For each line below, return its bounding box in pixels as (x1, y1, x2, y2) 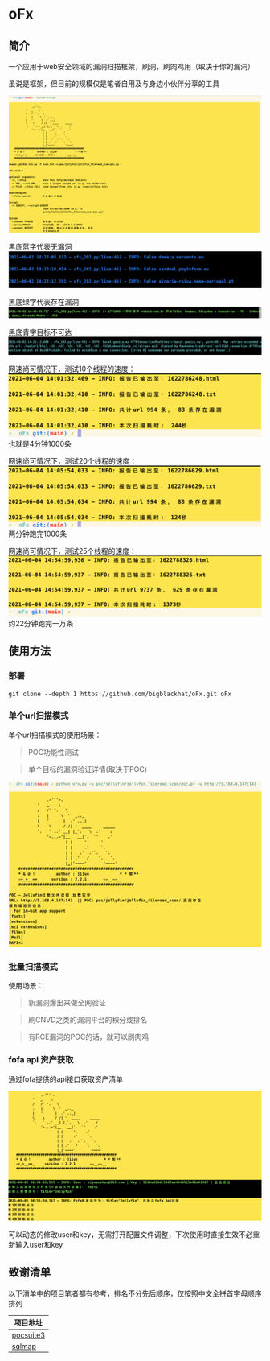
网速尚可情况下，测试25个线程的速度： (8, 546, 137, 555)
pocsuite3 (11, 1330, 46, 1340)
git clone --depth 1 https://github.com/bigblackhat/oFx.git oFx (8, 690, 231, 699)
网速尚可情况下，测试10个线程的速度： (8, 364, 136, 374)
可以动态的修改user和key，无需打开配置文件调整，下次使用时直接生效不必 (8, 1229, 253, 1239)
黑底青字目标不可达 (8, 327, 72, 336)
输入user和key (14, 1239, 63, 1249)
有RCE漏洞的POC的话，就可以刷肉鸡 (27, 1032, 149, 1042)
